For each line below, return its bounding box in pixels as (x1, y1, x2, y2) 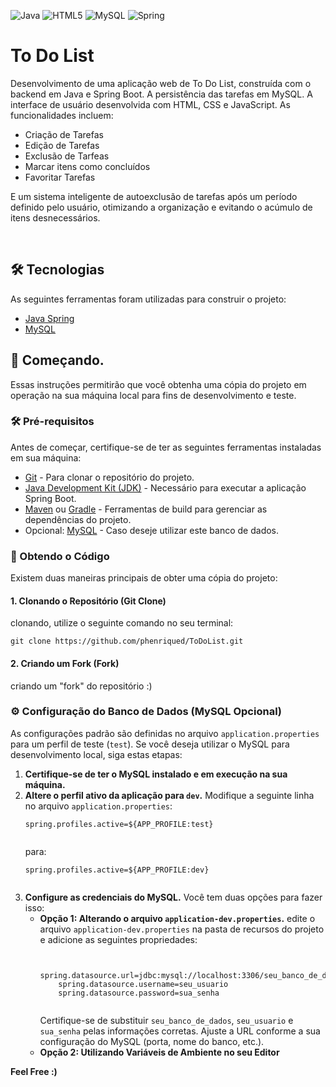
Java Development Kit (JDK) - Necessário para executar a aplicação (24, 481, 307, 494)
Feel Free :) (10, 1065, 58, 1077)
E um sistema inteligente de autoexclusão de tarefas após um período (10, 190, 298, 202)
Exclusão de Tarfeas (24, 150, 110, 162)
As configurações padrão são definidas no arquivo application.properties (10, 727, 320, 739)
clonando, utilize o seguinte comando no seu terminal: (10, 617, 234, 629)
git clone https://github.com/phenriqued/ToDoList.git (10, 636, 244, 647)
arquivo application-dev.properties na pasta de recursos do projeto (39, 923, 325, 935)
